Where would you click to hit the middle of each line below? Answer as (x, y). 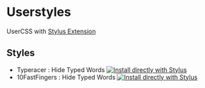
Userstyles (39, 12)
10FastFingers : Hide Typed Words (66, 77)
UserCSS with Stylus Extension (51, 31)
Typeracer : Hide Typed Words (61, 69)
